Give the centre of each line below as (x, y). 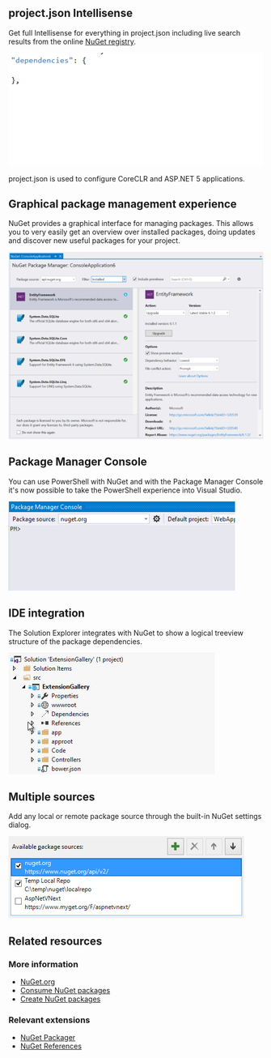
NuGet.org (37, 982)
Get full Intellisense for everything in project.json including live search (125, 32)
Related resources (55, 941)
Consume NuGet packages (65, 991)
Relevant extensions (49, 1020)
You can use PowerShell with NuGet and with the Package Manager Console (136, 481)
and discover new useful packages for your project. (94, 241)
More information (43, 964)
